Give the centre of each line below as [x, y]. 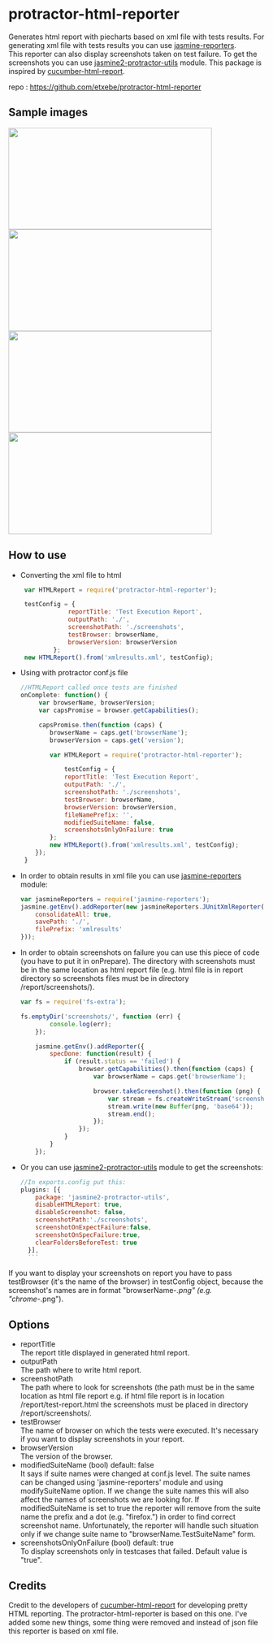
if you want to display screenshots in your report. [102, 1439]
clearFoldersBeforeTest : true [86, 1243]
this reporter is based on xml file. [64, 1631]
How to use [37, 555]
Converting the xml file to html [71, 575]
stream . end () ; [132, 1114]
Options [29, 1324]
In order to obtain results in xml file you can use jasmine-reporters [131, 875]
